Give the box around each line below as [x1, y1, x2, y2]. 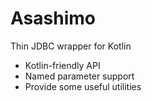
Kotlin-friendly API [24, 59, 101, 71]
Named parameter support [24, 70, 135, 82]
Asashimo [10, 7, 96, 30]
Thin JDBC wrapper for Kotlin [10, 40, 132, 52]
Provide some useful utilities [24, 80, 142, 92]
